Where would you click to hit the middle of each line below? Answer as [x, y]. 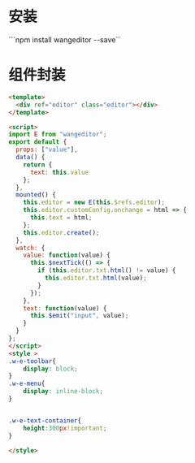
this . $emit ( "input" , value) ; [79, 316]
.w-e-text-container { [45, 420]
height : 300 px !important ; [65, 428]
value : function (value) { [67, 255]
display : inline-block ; [63, 392]
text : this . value [59, 172]
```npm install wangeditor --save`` [64, 39]
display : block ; [51, 369]
